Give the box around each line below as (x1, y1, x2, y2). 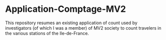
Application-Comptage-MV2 (5, 3, 126, 15)
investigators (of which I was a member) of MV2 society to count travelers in (5, 25, 162, 31)
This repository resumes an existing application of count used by (5, 20, 138, 26)
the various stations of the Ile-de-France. (5, 30, 89, 36)
